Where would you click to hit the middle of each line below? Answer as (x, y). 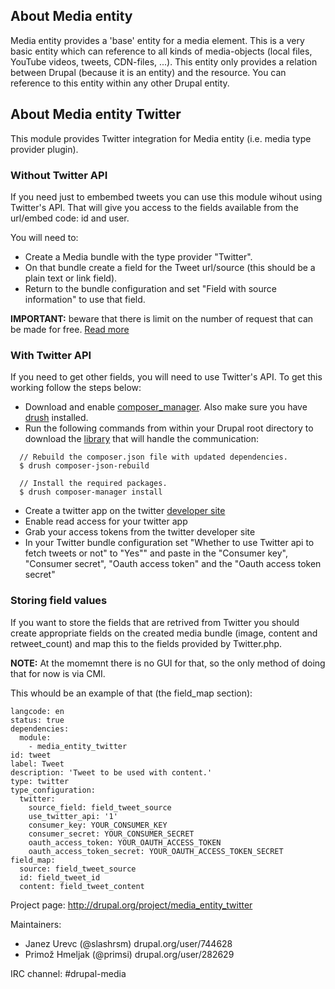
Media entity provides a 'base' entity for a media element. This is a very (157, 40)
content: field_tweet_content (82, 886)
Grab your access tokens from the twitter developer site (140, 532)
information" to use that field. (85, 299)
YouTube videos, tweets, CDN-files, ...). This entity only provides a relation (164, 61)
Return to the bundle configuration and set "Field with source (150, 288)
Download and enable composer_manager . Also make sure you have (166, 407)
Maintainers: (36, 924)
